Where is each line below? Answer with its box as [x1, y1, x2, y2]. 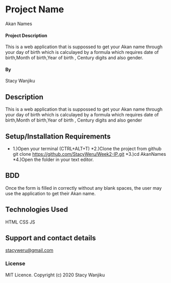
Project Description [5, 32, 47, 38]
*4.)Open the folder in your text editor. [12, 156, 94, 163]
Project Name [5, 4, 64, 15]
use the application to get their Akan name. [5, 190, 96, 196]
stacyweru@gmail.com [5, 247, 54, 253]
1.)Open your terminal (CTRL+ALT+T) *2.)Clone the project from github [12, 145, 162, 152]
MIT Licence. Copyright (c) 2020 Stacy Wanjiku [5, 272, 105, 278]
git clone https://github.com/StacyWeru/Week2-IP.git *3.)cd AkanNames [12, 151, 166, 157]
